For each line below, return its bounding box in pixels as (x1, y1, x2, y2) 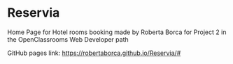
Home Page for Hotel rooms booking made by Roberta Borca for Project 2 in (7, 28, 227, 36)
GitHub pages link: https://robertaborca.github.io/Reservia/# (7, 49, 181, 57)
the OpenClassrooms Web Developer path (7, 35, 129, 43)
